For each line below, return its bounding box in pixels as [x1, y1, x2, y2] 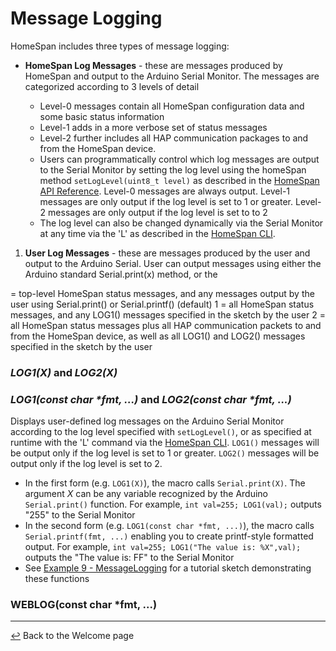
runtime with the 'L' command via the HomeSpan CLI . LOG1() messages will [10, 437, 320, 449]
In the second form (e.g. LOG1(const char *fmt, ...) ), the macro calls [24, 520, 315, 532]
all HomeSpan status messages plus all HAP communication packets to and [10, 319, 322, 331]
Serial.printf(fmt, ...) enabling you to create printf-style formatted [24, 530, 314, 542]
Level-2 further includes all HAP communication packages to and [39, 132, 309, 144]
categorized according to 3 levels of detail [24, 80, 200, 92]
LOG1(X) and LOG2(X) [10, 365, 118, 379]
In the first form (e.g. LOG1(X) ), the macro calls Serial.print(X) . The [24, 477, 306, 489]
